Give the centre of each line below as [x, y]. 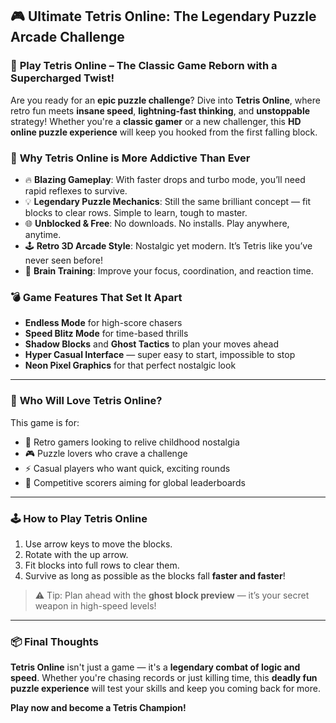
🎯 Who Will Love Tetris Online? [86, 401]
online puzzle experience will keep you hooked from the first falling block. [164, 132]
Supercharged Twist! [62, 78]
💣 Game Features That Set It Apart [96, 297]
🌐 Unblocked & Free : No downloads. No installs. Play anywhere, [157, 223]
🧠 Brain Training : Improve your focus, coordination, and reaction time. [169, 270]
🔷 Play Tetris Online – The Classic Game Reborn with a [144, 66]
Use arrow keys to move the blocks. [98, 544]
